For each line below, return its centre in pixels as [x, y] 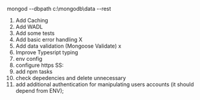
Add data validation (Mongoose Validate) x [68, 46]
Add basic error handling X [49, 39]
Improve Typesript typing [47, 52]
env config [29, 59]
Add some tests [35, 33]
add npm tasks [34, 71]
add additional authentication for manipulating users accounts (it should [105, 84]
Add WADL [29, 27]
